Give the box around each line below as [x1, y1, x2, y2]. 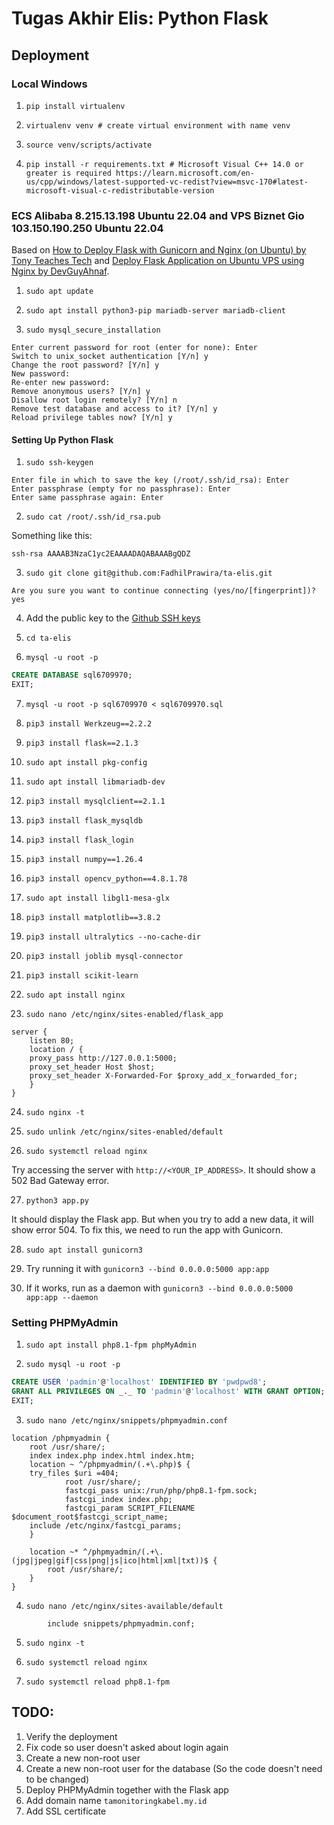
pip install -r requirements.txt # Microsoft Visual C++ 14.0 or [25, 159, 304, 169]
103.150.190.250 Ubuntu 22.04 [11, 221, 164, 235]
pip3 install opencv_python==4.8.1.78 [25, 874, 188, 884]
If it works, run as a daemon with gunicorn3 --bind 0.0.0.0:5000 [25, 1282, 294, 1294]
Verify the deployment [25, 1730, 118, 1742]
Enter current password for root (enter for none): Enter [11, 343, 258, 353]
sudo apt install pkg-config [25, 758, 148, 768]
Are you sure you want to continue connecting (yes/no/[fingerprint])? [11, 586, 316, 596]
